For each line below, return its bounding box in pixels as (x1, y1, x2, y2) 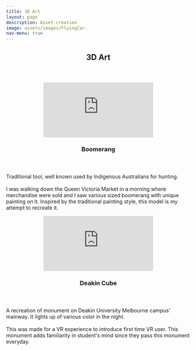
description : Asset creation (6, 19, 77, 25)
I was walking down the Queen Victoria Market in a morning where (6, 185, 167, 193)
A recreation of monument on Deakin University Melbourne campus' (6, 307, 171, 314)
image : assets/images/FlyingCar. (6, 25, 88, 31)
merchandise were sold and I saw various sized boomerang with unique (6, 192, 180, 199)
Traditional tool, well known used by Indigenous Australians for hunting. (6, 173, 178, 180)
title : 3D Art (6, 8, 41, 15)
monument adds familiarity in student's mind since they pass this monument (6, 332, 190, 339)
